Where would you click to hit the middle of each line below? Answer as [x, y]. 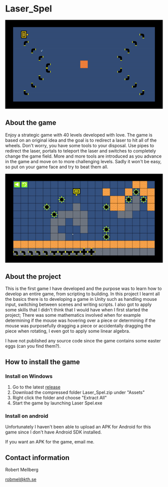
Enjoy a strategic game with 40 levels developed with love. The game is [79, 135]
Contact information [37, 458]
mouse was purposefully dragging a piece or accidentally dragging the [78, 326]
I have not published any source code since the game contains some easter [83, 341]
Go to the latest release [36, 387]
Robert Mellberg [22, 470]
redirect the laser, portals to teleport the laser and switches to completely [81, 151]
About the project [33, 277]
